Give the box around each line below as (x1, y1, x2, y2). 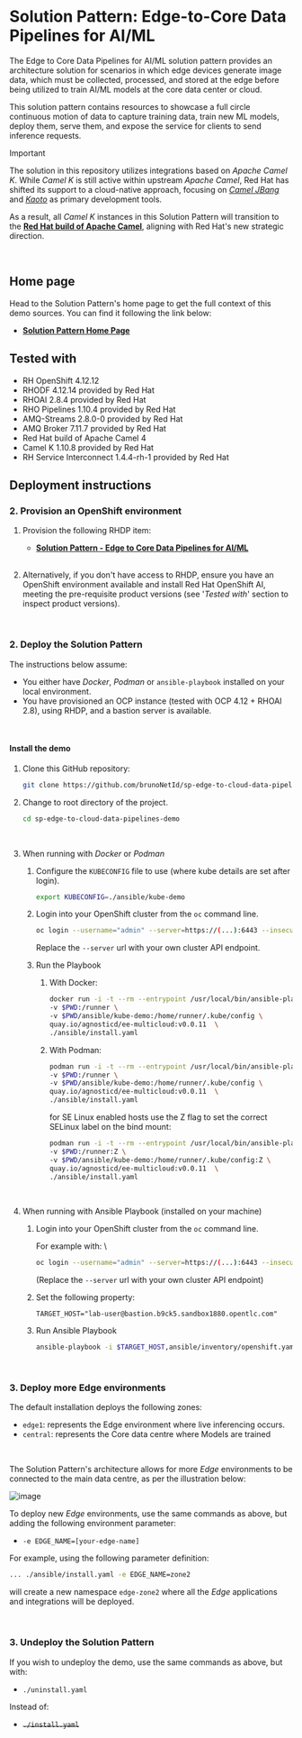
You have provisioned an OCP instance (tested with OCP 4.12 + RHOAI (22, 696, 282, 706)
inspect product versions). (22, 598, 120, 609)
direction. (9, 230, 45, 241)
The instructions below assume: (9, 659, 128, 669)
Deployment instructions (9, 478, 152, 493)
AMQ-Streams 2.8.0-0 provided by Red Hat (22, 413, 183, 424)
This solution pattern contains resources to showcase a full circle (9, 101, 251, 112)
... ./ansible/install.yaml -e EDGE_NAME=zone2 (9, 1570, 191, 1579)
